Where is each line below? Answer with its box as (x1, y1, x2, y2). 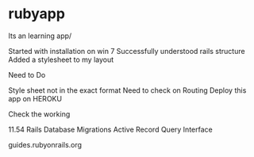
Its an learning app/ (8, 31, 72, 40)
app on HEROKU (8, 94, 62, 103)
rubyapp (8, 5, 66, 23)
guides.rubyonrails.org (8, 140, 82, 149)
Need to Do (8, 70, 46, 79)
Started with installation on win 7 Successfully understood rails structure (8, 46, 245, 56)
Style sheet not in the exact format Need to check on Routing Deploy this (8, 85, 247, 95)
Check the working (8, 109, 71, 119)
